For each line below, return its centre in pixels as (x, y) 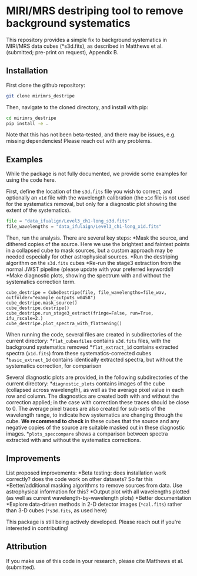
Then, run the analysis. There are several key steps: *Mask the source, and (97, 238)
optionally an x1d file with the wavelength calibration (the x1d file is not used (98, 198)
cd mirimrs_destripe (31, 118)
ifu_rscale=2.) (25, 318)
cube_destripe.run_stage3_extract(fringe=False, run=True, (80, 313)
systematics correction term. (41, 282)
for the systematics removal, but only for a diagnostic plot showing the (91, 204)
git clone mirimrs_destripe (41, 96)
